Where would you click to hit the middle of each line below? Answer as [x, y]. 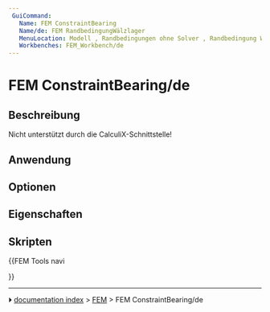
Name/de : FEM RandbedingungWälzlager [82, 31]
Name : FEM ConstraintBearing [67, 23]
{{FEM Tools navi [37, 261]
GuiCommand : [32, 16]
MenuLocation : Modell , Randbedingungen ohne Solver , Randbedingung [138, 38]
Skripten [30, 242]
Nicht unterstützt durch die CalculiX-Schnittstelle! [90, 134]
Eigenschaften [45, 214]
